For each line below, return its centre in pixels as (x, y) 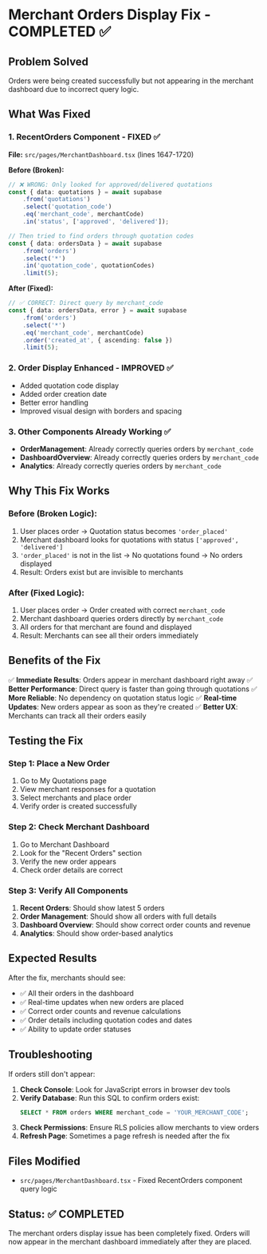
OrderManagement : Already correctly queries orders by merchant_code (137, 449)
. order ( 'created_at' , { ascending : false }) (98, 340)
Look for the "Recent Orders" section (80, 852)
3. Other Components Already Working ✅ (90, 431)
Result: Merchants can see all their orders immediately (109, 635)
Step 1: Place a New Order (59, 764)
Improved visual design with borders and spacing (101, 411)
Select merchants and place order (75, 798)
